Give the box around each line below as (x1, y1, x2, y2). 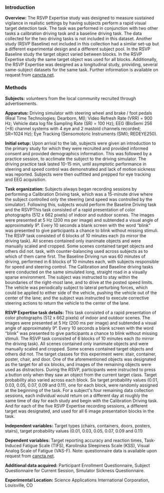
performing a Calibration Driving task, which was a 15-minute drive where (5, 191, 153, 197)
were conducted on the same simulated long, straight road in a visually (5, 269, 147, 275)
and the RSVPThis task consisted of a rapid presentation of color (5, 206, 136, 212)
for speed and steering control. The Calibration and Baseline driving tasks (5, 264, 153, 269)
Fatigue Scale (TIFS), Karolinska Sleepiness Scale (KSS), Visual (22, 442, 150, 448)
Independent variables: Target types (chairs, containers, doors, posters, (5, 423, 151, 429)
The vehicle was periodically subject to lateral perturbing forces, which (5, 285, 148, 290)
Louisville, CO (5, 482, 33, 488)
